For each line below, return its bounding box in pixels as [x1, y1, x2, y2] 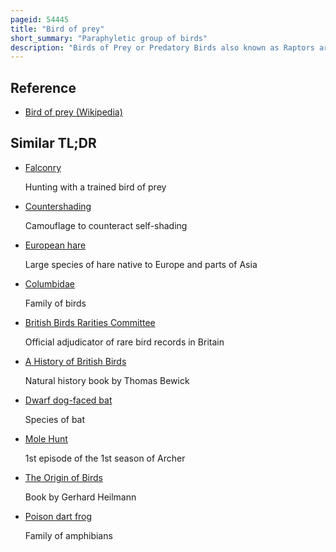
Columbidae [24, 277, 75, 290]
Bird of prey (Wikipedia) [24, 106, 123, 118]
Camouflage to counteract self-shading [24, 219, 188, 231]
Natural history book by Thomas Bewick [24, 374, 190, 386]
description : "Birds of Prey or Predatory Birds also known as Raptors [10, 42, 315, 53]
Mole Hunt [24, 432, 68, 445]
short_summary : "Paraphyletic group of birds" [10, 33, 208, 43]
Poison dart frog [24, 510, 93, 522]
